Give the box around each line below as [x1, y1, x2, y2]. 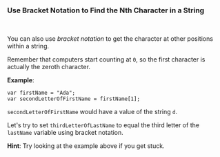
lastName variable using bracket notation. [7, 129, 124, 137]
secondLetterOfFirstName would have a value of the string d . [7, 108, 178, 116]
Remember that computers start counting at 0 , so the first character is [7, 55, 206, 64]
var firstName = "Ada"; [7, 89, 76, 97]
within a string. [7, 42, 50, 50]
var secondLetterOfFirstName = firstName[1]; [7, 95, 140, 102]
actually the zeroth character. [7, 63, 91, 71]
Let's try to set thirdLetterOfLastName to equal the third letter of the [7, 121, 200, 129]
